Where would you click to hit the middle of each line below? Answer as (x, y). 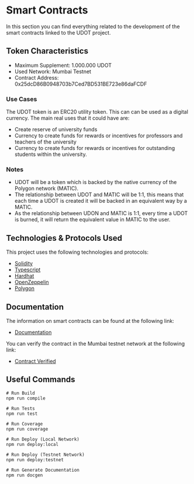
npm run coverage (27, 429)
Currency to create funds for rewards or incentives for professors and (98, 136)
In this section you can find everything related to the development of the (93, 26)
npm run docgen (25, 475)
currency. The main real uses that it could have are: (68, 118)
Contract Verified (35, 361)
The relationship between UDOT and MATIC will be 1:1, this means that (99, 195)
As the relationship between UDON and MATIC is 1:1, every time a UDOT (101, 213)
